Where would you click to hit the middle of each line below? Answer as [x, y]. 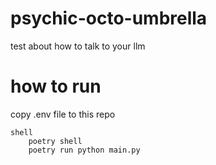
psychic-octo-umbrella [109, 18]
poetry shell [55, 141]
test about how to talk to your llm [78, 46]
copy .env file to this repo [63, 114]
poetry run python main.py [84, 150]
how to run [56, 86]
